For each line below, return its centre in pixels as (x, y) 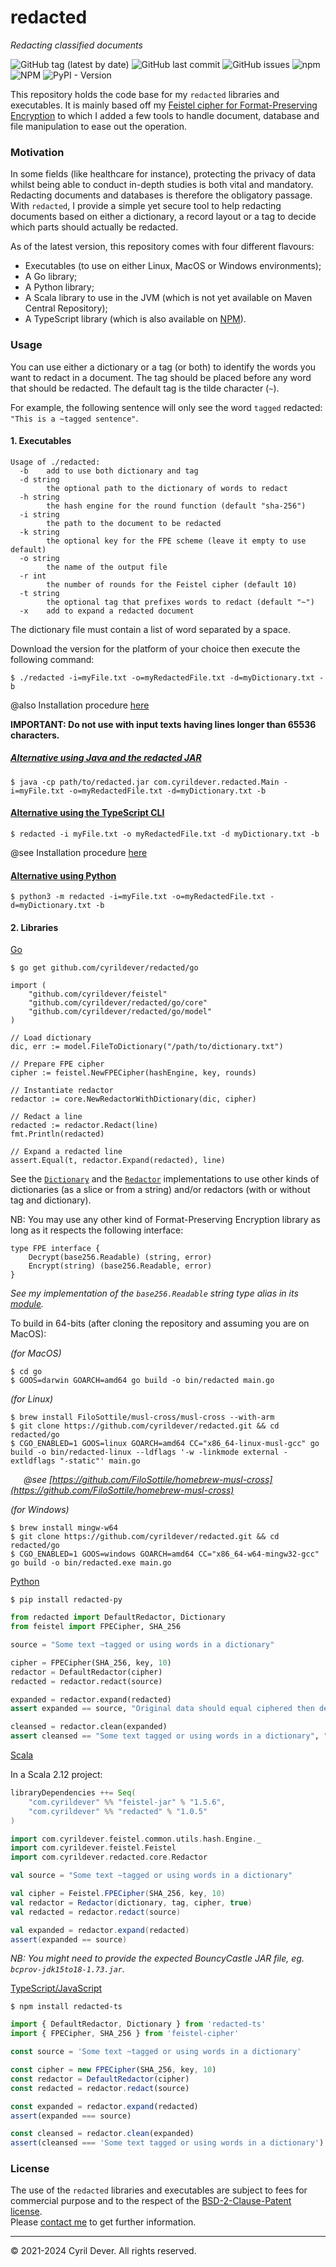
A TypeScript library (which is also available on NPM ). (135, 319)
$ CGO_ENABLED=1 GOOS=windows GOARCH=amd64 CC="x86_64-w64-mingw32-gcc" (165, 1554)
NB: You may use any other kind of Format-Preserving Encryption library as (165, 1220)
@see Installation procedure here (79, 852)
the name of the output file (107, 567)
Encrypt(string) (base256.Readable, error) (120, 1266)
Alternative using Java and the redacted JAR (106, 758)
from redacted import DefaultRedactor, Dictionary (118, 1617)
